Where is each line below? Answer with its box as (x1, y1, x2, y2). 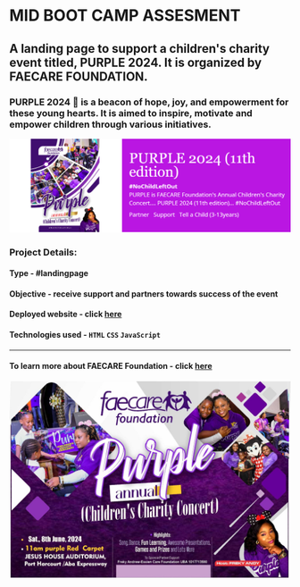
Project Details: (9, 246, 78, 258)
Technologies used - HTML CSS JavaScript (9, 330, 161, 340)
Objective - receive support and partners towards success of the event (9, 288, 279, 299)
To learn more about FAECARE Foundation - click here (9, 361, 212, 372)
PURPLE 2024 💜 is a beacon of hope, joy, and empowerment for (9, 96, 289, 108)
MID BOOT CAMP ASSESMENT (9, 5, 241, 26)
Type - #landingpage (9, 268, 89, 279)
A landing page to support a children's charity (9, 41, 271, 56)
